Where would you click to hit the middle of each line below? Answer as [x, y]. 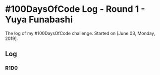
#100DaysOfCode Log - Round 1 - [75, 9]
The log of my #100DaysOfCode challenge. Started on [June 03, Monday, [80, 33]
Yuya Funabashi [39, 19]
